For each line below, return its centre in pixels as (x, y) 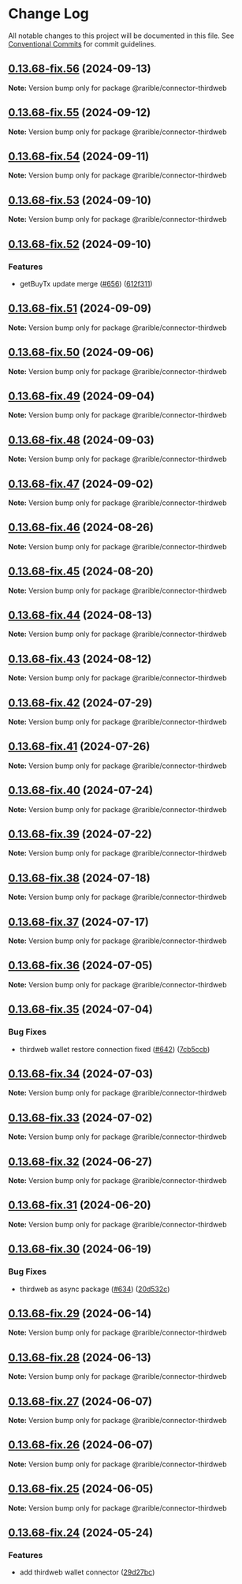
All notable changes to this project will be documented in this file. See (121, 36)
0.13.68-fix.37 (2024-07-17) (79, 921)
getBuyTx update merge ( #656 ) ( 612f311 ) (86, 283)
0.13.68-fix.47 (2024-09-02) (81, 483)
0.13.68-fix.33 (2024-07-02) (80, 1118)
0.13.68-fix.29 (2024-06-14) (80, 1314)
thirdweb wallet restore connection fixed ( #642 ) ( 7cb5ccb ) (115, 1049)
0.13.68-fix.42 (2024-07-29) (80, 703)
